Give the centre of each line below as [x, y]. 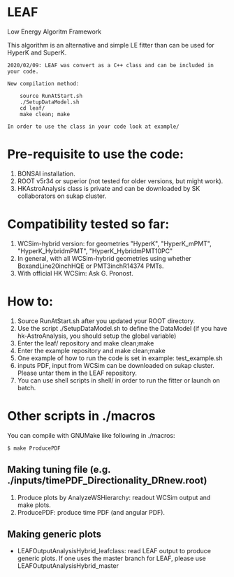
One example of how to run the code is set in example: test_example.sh [120, 358]
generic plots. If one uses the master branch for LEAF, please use [111, 558]
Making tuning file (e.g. [59, 470]
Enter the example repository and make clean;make [91, 350]
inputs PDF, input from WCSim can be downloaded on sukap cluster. [116, 365]
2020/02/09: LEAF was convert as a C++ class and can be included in [111, 65]
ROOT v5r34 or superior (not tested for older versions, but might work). [120, 181]
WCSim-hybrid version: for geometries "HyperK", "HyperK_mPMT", [114, 243]
